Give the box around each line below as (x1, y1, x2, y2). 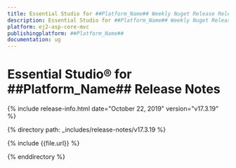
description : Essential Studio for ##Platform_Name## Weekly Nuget (7, 17, 209, 24)
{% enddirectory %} (7, 153, 65, 161)
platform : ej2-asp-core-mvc (7, 23, 90, 30)
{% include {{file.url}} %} (7, 139, 80, 148)
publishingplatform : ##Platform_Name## (7, 29, 124, 37)
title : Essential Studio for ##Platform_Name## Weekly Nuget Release (7, 10, 216, 17)
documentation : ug (7, 36, 61, 43)
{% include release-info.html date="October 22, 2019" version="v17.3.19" (7, 104, 219, 113)
